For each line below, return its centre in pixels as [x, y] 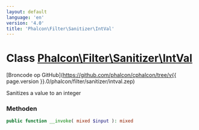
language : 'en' [25, 17]
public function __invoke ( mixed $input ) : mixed [70, 121]
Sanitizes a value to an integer [44, 93]
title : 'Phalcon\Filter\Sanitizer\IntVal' [60, 29]
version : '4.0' [25, 23]
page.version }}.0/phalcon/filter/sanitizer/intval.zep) [71, 81]
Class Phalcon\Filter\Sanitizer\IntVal [99, 58]
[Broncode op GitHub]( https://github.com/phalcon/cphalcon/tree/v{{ [91, 75]
